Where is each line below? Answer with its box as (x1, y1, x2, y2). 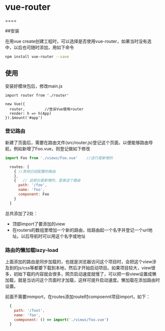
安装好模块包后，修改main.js (5, 83, 63, 89)
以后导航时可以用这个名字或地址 (21, 233, 86, 239)
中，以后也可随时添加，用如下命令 (5, 44, 74, 50)
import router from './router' (5, 93, 69, 98)
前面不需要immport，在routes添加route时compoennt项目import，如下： (5, 294, 151, 300)
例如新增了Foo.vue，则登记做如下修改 (13, 145, 90, 151)
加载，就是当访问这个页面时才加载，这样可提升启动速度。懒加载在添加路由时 (5, 277, 160, 283)
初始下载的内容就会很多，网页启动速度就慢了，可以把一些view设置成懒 (13, 271, 157, 276)
